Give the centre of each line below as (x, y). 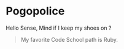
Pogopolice (35, 11)
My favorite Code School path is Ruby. (69, 39)
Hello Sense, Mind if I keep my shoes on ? (59, 28)
